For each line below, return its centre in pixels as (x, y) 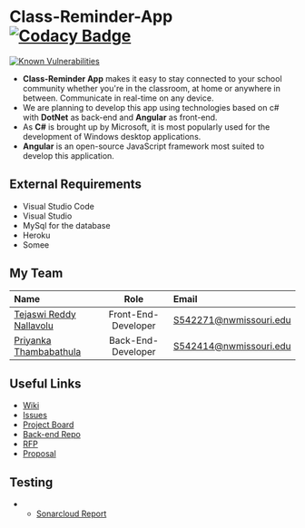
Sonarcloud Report (71, 513)
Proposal (39, 454)
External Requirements (76, 185)
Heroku (36, 235)
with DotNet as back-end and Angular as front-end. (120, 117)
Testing (31, 482)
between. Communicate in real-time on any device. (118, 98)
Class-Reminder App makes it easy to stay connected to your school (152, 78)
